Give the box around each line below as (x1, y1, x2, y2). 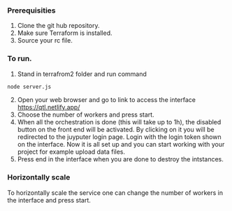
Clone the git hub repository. (17, 22, 100, 30)
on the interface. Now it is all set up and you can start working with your (17, 140, 225, 149)
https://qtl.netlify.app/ (17, 103, 80, 112)
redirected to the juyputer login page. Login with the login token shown (17, 133, 222, 141)
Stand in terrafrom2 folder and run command (17, 69, 147, 78)
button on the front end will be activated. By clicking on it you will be (17, 125, 215, 134)
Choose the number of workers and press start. (17, 110, 155, 119)
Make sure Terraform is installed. (17, 29, 113, 37)
